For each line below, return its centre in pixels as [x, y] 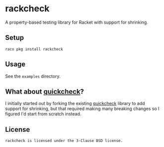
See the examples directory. [33, 76]
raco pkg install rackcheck [34, 49]
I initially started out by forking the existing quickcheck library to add [75, 104]
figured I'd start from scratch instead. [43, 114]
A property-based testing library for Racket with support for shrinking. [77, 22]
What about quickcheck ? [45, 92]
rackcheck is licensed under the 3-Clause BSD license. [64, 141]
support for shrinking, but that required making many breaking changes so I [82, 109]
